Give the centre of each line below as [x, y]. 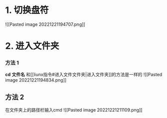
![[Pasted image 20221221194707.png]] [45, 24]
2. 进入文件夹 [32, 46]
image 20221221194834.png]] [36, 80]
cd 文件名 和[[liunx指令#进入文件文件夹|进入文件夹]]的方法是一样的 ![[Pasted [84, 75]
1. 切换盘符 [27, 10]
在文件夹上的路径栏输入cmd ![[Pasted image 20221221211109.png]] [74, 110]
